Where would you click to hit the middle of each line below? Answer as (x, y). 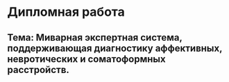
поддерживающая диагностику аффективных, (115, 48)
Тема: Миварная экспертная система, (95, 38)
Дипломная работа (66, 12)
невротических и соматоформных (86, 59)
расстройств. (38, 70)
